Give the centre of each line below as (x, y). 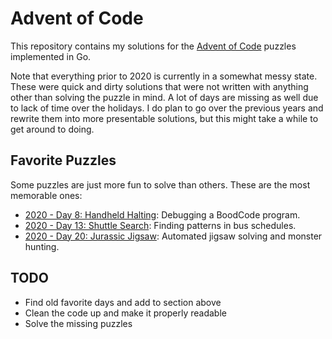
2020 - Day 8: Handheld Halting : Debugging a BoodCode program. (162, 214)
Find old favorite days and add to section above (123, 302)
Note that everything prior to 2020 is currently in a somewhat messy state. (164, 76)
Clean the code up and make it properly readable (125, 313)
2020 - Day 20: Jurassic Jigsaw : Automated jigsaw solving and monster (173, 236)
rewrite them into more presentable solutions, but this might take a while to (164, 118)
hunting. (42, 246)
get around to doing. (52, 129)
